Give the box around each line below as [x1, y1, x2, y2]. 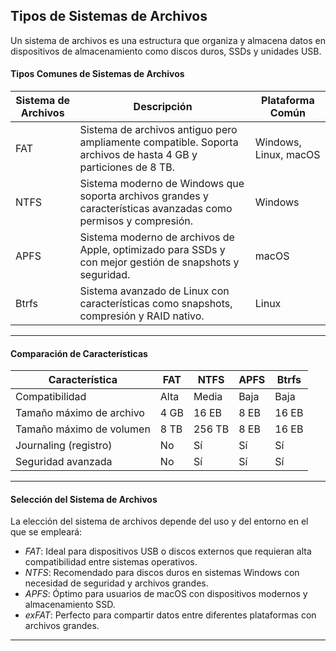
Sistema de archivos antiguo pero [79, 123, 238, 137]
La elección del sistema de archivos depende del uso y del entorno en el [10, 515, 309, 528]
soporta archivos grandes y [79, 189, 210, 203]
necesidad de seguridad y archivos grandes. [24, 577, 209, 589]
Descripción [133, 100, 193, 114]
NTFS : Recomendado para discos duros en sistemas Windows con [24, 567, 300, 579]
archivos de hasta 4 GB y [79, 148, 198, 162]
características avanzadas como [79, 202, 233, 216]
